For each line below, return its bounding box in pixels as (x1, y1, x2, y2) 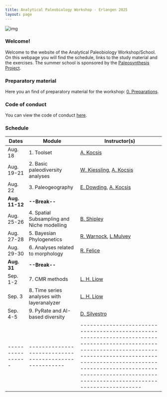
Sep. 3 (7, 293, 23, 300)
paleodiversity (29, 166, 62, 173)
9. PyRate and (29, 307, 62, 314)
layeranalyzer (29, 299, 61, 306)
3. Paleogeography (29, 184, 74, 191)
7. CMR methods (29, 275, 68, 282)
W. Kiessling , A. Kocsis (80, 166, 133, 173)
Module (43, 137, 62, 144)
